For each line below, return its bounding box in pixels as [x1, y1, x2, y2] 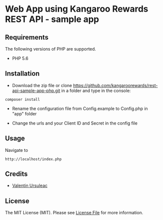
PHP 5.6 [12, 55, 29, 61]
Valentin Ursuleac [12, 183, 48, 188]
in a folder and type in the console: [61, 88, 131, 93]
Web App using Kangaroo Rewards [5, 3, 148, 15]
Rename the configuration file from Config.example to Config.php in [12, 106, 148, 111]
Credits [5, 170, 28, 178]
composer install [5, 97, 40, 102]
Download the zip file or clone [12, 82, 72, 88]
